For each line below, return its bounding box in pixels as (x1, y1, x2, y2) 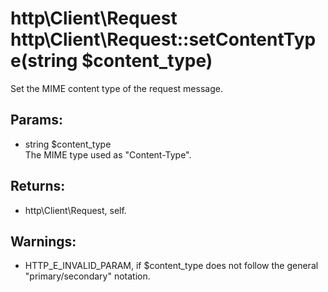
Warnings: (10, 233, 77, 250)
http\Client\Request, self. (24, 204, 127, 216)
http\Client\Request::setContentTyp (10, 28, 317, 51)
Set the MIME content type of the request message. (10, 82, 223, 94)
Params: (10, 112, 63, 129)
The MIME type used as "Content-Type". (24, 148, 192, 161)
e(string (10, 50, 78, 72)
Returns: (10, 178, 66, 195)
